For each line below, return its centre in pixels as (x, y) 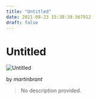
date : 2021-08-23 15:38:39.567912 (49, 17)
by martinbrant (24, 79)
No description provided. (51, 91)
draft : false (22, 22)
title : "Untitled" (29, 11)
